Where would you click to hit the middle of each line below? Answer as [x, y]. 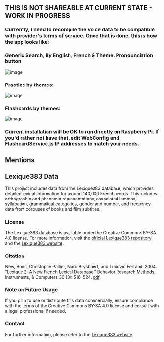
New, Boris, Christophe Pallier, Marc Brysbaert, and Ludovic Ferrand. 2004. [81, 266]
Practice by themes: [29, 85]
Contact [15, 324]
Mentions [20, 160]
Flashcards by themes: [33, 108]
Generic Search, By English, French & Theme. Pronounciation [79, 55]
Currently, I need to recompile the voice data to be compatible [80, 30]
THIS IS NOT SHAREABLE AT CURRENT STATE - [79, 8]
